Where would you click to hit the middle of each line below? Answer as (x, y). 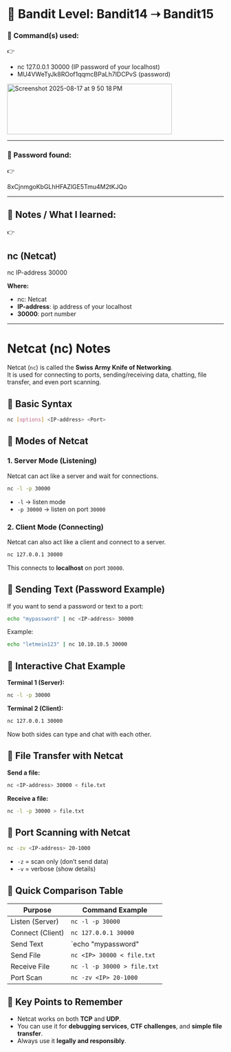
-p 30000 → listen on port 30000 (61, 509)
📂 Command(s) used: (43, 36)
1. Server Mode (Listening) (52, 461)
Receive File (30, 966)
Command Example (115, 910)
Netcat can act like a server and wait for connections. (83, 476)
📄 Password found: (40, 155)
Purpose (37, 910)
